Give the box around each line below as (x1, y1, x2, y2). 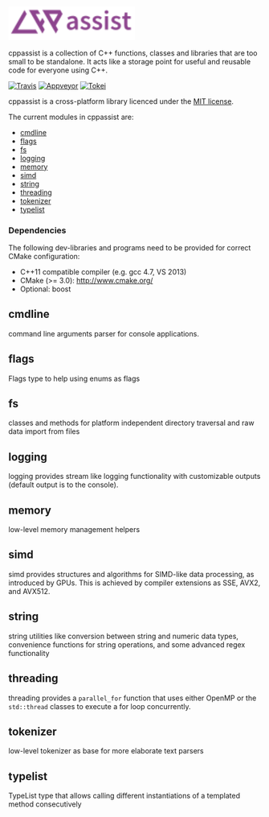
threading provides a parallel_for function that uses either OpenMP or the (8, 693, 257, 703)
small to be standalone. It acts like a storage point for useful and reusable (8, 56, 251, 66)
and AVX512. (8, 586, 51, 596)
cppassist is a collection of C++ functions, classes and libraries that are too (8, 47, 258, 58)
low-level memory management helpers (8, 525, 141, 534)
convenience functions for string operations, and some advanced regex (8, 639, 246, 650)
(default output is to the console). (8, 480, 119, 489)
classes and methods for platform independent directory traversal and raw (8, 418, 255, 428)
